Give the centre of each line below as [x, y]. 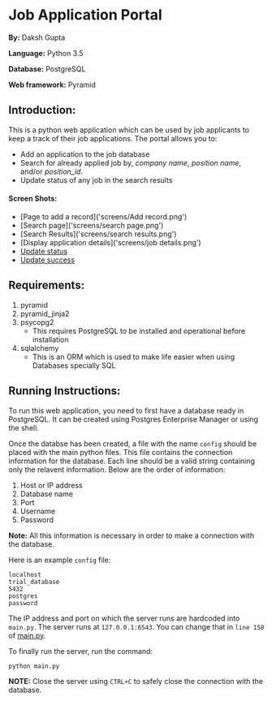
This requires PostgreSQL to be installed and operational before [139, 331]
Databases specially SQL [74, 365]
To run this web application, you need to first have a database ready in [126, 410]
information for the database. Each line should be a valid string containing [132, 461]
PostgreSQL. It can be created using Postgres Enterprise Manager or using [133, 419]
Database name [46, 494]
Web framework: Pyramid [52, 84]
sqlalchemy [39, 348]
